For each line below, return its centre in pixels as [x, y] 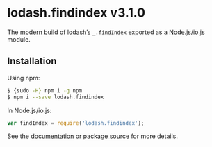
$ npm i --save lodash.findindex [56, 97]
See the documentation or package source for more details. [93, 136]
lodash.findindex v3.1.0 [76, 13]
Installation [32, 61]
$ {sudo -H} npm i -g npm [44, 90]
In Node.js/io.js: [30, 110]
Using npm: [24, 78]
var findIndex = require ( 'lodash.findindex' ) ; [76, 123]
